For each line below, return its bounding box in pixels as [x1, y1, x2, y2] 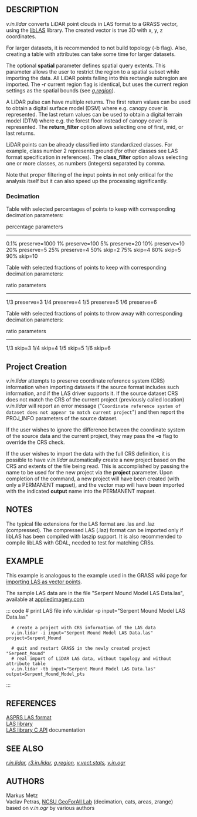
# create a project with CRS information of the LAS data [11, 625, 157, 630]
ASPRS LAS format [6, 714, 52, 721]
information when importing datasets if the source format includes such [6, 383, 179, 390]
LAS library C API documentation [6, 726, 86, 733]
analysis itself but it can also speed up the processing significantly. [6, 177, 168, 184]
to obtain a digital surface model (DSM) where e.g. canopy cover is [6, 104, 168, 111]
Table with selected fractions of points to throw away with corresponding [6, 310, 183, 317]
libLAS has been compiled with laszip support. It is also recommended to [6, 533, 182, 540]
